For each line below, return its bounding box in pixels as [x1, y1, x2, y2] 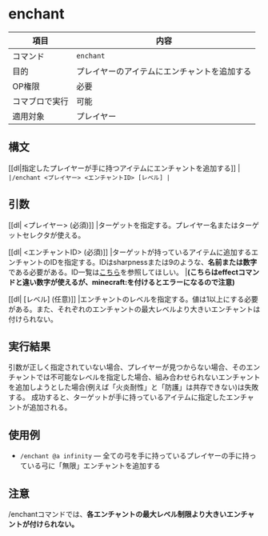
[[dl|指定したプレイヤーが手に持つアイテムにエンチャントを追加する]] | [8, 163, 241, 173]
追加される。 [29, 402, 72, 412]
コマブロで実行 [12, 95, 70, 106]
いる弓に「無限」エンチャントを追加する [26, 461, 161, 470]
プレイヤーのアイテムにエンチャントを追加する [76, 66, 252, 77]
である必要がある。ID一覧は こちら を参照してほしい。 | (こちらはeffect [8, 267, 238, 277]
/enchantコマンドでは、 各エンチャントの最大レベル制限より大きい [8, 510, 227, 518]
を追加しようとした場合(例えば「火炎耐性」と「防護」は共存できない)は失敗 [8, 382, 259, 392]
